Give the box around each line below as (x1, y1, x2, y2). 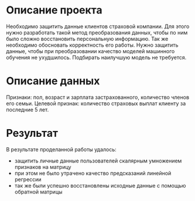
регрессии (14, 176, 42, 183)
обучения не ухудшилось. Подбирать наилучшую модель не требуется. (6, 54, 187, 61)
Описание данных (6, 74, 100, 88)
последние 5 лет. (6, 106, 49, 113)
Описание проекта (6, 4, 102, 17)
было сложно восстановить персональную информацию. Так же (6, 35, 169, 42)
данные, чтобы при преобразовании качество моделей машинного (6, 47, 175, 54)
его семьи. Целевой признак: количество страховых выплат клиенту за (6, 100, 186, 107)
